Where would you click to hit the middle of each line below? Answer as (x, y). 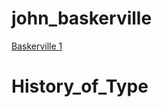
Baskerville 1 (37, 46)
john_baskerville (82, 18)
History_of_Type (80, 86)
